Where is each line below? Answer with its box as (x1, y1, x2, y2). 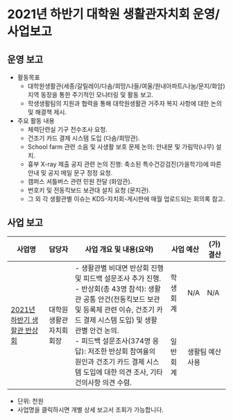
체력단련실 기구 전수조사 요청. (27, 126, 107, 133)
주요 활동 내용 (17, 117, 55, 125)
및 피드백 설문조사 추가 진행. (75, 274, 162, 283)
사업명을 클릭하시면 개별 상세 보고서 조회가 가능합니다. (17, 405, 164, 414)
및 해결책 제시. (27, 108, 67, 116)
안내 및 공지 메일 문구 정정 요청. (27, 169, 113, 177)
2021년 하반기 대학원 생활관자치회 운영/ (7, 6, 221, 22)
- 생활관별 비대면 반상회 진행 (75, 263, 164, 273)
